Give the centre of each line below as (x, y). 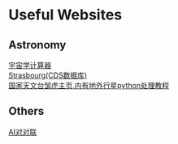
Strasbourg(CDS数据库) (48, 75)
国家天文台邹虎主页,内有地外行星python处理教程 (89, 85)
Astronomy (37, 45)
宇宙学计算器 (30, 65)
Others (26, 111)
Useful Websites (65, 15)
